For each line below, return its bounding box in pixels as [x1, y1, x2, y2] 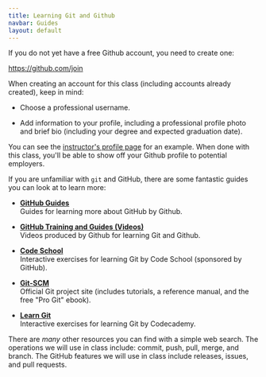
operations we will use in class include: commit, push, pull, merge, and [8, 343, 240, 352]
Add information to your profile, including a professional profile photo [19, 119, 246, 128]
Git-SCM [19, 278, 50, 288]
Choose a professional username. [19, 103, 131, 112]
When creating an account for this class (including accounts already [8, 79, 232, 88]
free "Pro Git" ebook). [19, 295, 91, 305]
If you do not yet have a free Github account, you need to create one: [8, 49, 234, 58]
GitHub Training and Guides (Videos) [19, 222, 145, 231]
